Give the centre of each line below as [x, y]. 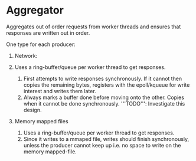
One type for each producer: [41, 44]
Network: [26, 55]
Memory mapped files [42, 121]
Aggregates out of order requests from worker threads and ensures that [94, 27]
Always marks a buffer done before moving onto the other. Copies [104, 97]
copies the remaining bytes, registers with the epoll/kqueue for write [107, 85]
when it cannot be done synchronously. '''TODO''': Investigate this [104, 103]
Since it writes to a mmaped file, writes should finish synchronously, [106, 139]
